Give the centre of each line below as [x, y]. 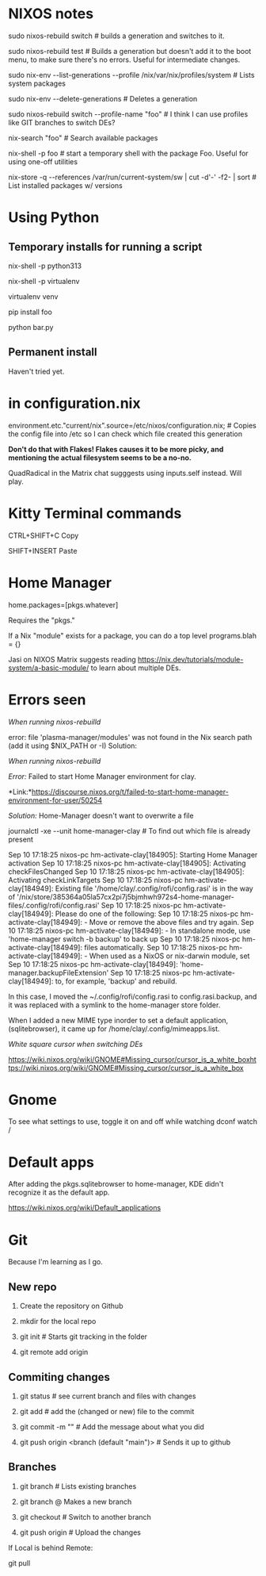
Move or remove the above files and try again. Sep [171, 922]
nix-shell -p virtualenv [44, 281]
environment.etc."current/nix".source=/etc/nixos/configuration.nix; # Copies [133, 425]
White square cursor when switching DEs [76, 1044]
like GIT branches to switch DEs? [62, 122]
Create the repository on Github [71, 1306]
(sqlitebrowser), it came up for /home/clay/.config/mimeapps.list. [114, 1029]
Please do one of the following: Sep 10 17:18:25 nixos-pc [147, 914]
